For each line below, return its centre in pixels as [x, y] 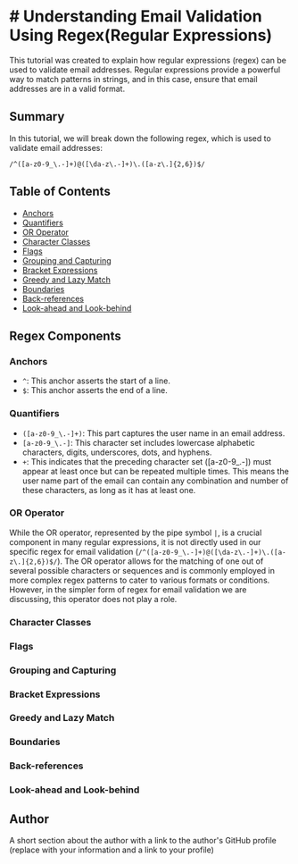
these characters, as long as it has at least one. [109, 490]
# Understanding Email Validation [136, 17]
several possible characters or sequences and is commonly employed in [142, 570]
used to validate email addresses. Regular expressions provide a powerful [145, 70]
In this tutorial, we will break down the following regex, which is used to [141, 138]
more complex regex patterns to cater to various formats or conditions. [140, 580]
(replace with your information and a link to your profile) [112, 850]
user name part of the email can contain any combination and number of [155, 481]
